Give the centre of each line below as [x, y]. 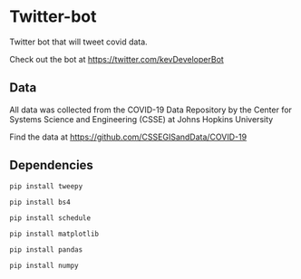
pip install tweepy [46, 186]
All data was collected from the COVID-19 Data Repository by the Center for [151, 110]
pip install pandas [46, 250]
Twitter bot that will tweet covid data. [78, 42]
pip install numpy [44, 265]
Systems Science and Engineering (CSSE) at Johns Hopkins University [141, 119]
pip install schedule [50, 218]
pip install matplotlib [54, 234]
